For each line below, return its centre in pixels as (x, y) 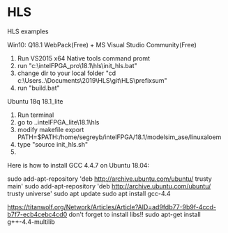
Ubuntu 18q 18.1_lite (36, 101)
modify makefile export (51, 129)
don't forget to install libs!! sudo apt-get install (135, 214)
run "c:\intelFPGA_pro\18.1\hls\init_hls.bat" (77, 65)
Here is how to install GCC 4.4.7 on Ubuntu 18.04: (78, 165)
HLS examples (28, 31)
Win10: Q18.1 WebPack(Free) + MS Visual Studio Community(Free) (102, 45)
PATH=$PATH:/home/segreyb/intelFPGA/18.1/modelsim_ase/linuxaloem (119, 137)
